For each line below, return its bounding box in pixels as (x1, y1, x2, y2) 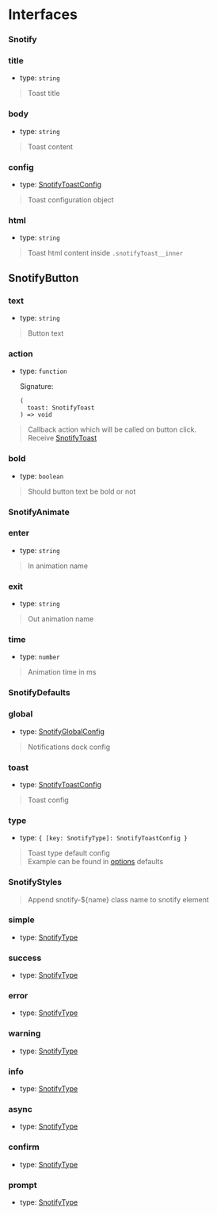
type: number (19, 652, 61, 662)
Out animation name (27, 614, 94, 624)
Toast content (27, 141, 74, 152)
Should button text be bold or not (27, 486, 136, 496)
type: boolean (19, 471, 64, 481)
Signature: (19, 382, 54, 391)
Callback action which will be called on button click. (27, 425, 196, 434)
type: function (19, 367, 67, 376)
